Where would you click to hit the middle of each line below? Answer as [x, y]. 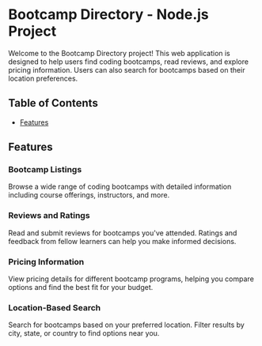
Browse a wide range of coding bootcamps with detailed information [120, 186]
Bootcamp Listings [45, 170]
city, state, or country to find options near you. [84, 333]
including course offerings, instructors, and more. [89, 195]
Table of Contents [53, 103]
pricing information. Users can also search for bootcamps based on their [127, 70]
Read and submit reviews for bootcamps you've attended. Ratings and [123, 233]
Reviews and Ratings [49, 216]
